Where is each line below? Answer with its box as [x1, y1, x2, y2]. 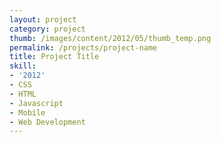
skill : [9, 61, 37, 71]
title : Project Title [9, 52, 100, 62]
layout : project [9, 14, 77, 25]
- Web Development [9, 117, 86, 127]
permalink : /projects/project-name [9, 42, 158, 53]
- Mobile [9, 107, 46, 118]
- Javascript [9, 98, 64, 108]
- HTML [9, 89, 37, 99]
